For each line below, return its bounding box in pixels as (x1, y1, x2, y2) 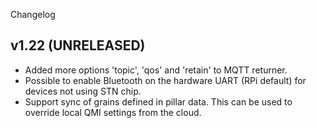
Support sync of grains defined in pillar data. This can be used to (24, 95, 293, 108)
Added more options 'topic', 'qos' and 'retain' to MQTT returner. (24, 64, 288, 76)
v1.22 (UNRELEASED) (10, 37, 146, 54)
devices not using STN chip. (24, 85, 142, 97)
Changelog (10, 9, 56, 20)
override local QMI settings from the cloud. (24, 106, 202, 118)
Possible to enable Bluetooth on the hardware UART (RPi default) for (24, 74, 307, 86)
